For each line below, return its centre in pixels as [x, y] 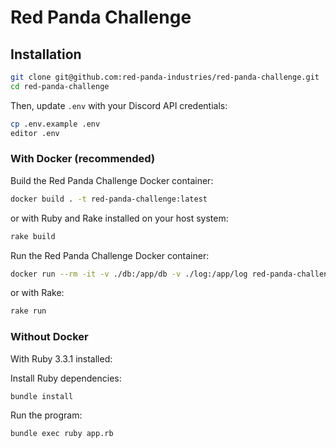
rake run [28, 311]
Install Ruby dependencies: [66, 378]
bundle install [42, 396]
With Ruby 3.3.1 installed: [61, 358]
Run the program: [46, 415]
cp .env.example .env [55, 124]
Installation [46, 54]
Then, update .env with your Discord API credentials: [119, 105]
